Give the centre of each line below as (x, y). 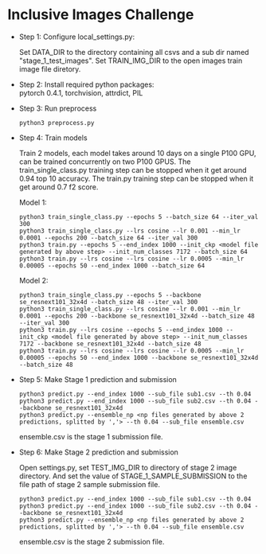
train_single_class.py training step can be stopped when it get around (133, 170)
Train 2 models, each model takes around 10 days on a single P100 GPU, (137, 153)
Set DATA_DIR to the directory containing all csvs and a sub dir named (134, 52)
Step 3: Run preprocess (58, 108)
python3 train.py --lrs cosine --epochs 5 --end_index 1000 (121, 330)
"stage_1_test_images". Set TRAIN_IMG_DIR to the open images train (131, 60)
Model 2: (33, 280)
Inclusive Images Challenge (101, 15)
